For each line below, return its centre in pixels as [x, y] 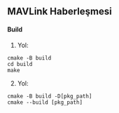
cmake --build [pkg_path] [45, 102]
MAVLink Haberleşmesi [59, 12]
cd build [20, 64]
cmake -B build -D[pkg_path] [50, 96]
